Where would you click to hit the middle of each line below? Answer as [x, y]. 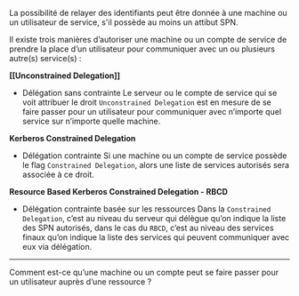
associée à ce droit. [58, 174]
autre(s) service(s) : [45, 58]
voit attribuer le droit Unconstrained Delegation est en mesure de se [146, 102]
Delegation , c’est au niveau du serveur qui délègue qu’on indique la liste [154, 218]
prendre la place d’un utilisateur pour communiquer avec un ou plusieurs [142, 49]
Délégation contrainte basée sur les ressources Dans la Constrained [146, 209]
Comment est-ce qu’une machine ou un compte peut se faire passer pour [144, 272]
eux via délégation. [57, 247]
